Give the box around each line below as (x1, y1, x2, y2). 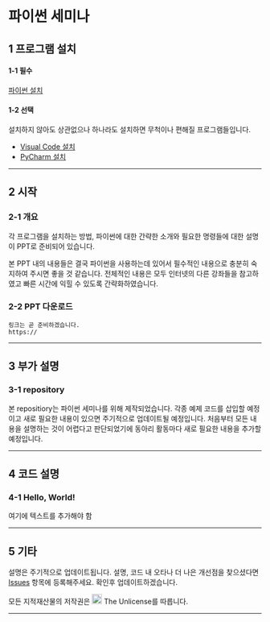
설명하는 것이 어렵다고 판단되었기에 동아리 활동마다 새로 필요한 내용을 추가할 (22, 424, 262, 433)
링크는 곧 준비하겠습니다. (8, 321, 80, 329)
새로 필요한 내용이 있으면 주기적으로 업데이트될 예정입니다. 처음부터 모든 (22, 413, 249, 423)
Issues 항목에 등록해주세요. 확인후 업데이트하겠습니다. (8, 578, 178, 587)
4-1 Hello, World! (8, 491, 76, 503)
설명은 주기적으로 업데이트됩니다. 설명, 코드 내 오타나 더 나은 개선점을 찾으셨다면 (8, 567, 260, 577)
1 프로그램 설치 (8, 42, 76, 56)
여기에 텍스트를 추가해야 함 (8, 511, 92, 520)
